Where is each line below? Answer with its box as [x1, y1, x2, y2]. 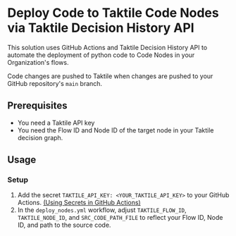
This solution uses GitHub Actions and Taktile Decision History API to [7, 43, 208, 51]
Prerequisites [7, 100, 68, 112]
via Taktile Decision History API [7, 20, 195, 36]
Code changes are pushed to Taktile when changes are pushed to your [7, 72, 213, 80]
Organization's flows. [7, 58, 69, 66]
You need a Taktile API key [17, 118, 95, 127]
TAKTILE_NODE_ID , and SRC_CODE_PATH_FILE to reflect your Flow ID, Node [17, 213, 223, 222]
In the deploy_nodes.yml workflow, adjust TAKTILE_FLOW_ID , [17, 206, 187, 214]
